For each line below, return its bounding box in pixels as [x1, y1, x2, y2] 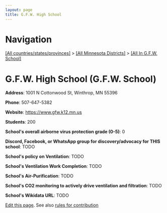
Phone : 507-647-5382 [5, 99, 52, 105]
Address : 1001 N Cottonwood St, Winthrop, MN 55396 [5, 90, 118, 96]
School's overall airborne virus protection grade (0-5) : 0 [5, 129, 125, 135]
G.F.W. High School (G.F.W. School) [5, 73, 157, 84]
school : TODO [5, 144, 35, 150]
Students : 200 [5, 119, 36, 125]
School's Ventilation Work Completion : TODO [5, 163, 102, 169]
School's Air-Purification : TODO [5, 173, 74, 179]
